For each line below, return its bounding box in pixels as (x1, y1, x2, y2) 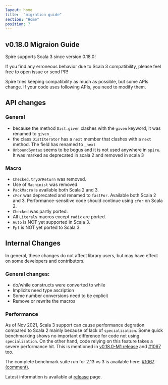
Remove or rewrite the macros (12, 298, 76, 304)
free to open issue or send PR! (5, 69, 69, 75)
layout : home (5, 7, 33, 13)
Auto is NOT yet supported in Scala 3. (12, 219, 91, 225)
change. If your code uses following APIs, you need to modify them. (5, 84, 146, 90)
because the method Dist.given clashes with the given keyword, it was (12, 125, 161, 131)
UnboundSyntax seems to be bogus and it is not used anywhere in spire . (12, 147, 160, 153)
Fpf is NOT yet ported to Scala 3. (12, 224, 81, 230)
